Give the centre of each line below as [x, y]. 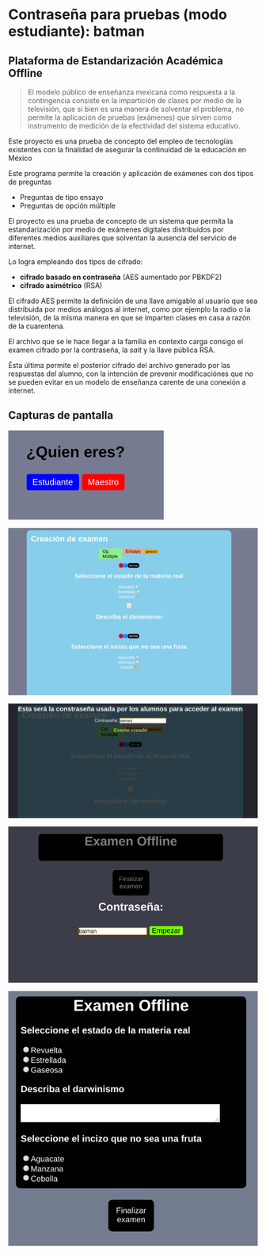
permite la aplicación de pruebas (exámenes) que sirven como [129, 117]
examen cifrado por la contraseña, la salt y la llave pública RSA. [112, 350]
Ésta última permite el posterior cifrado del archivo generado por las [120, 365]
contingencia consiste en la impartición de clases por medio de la [135, 100]
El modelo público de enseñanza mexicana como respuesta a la [131, 92]
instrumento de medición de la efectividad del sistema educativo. [134, 126]
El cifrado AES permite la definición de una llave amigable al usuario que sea [133, 301]
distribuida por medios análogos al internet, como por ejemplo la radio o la [129, 309]
